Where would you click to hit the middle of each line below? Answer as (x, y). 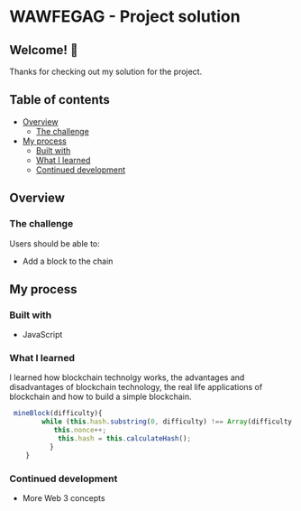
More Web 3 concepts (64, 498)
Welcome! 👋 (44, 50)
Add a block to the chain (68, 261)
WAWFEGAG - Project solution (125, 17)
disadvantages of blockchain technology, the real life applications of (136, 387)
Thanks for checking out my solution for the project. (106, 71)
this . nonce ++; (80, 431)
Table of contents (59, 100)
